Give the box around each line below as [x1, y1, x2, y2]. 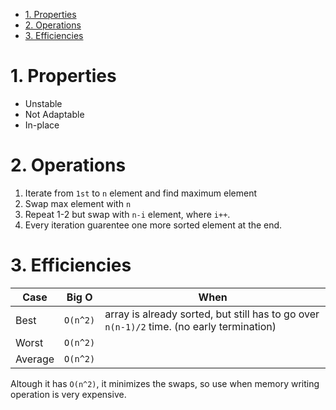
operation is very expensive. [10, 388, 127, 400]
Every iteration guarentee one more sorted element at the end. [24, 219, 283, 231]
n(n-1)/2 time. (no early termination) [104, 319, 277, 333]
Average [15, 352, 55, 366]
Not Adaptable [24, 108, 85, 120]
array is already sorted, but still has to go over [104, 307, 320, 321]
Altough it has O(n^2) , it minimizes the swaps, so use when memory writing [10, 377, 320, 389]
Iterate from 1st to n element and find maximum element [24, 187, 257, 199]
